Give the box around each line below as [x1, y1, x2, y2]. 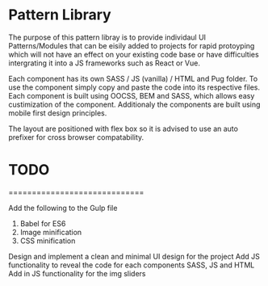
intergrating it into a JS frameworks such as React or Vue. [8, 58, 200, 68]
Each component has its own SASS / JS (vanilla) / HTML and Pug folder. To [8, 74, 258, 83]
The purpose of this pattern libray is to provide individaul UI [8, 32, 207, 42]
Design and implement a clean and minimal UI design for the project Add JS [8, 251, 260, 261]
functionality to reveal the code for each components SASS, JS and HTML [8, 260, 255, 270]
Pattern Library [8, 6, 111, 24]
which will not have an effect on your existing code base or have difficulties [8, 49, 260, 59]
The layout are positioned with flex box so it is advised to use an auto [8, 124, 238, 133]
